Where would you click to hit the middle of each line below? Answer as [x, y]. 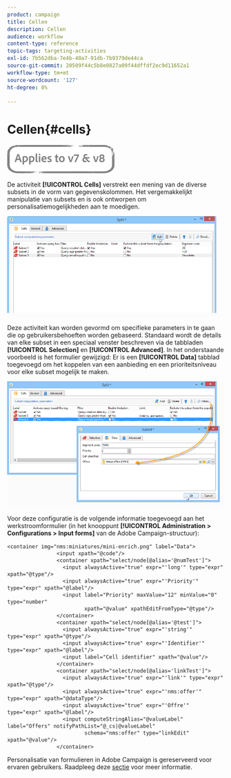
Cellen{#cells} [49, 129]
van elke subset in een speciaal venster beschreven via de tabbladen [105, 342]
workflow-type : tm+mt [38, 72]
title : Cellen [28, 22]
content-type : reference [43, 44]
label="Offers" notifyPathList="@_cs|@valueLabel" [81, 726]
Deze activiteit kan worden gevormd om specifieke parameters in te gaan [111, 328]
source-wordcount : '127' [43, 80]
